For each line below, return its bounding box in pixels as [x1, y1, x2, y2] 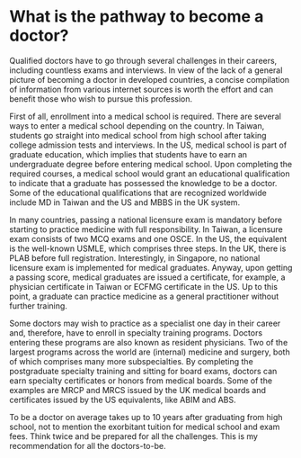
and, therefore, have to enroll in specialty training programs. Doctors [9, 327, 263, 338]
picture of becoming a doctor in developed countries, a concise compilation [9, 74, 290, 85]
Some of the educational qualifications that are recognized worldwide [9, 187, 267, 198]
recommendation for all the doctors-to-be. [9, 440, 166, 451]
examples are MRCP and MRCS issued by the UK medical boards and [9, 384, 267, 395]
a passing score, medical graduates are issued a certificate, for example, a [9, 272, 286, 283]
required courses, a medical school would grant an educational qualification [9, 168, 290, 179]
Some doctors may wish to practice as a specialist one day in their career [9, 318, 281, 328]
